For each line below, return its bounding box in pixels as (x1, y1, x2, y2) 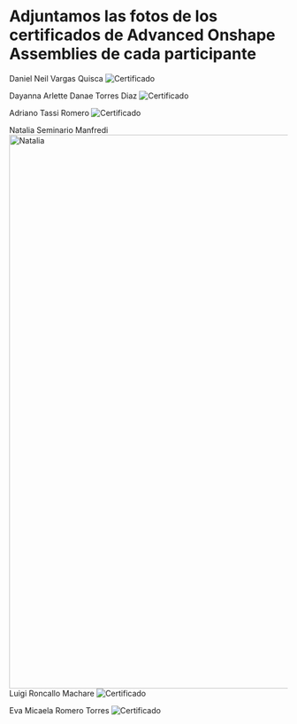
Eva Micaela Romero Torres (9, 705, 110, 715)
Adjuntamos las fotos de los (9, 6, 218, 27)
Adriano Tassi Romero (9, 107, 90, 118)
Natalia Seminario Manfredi (9, 124, 109, 135)
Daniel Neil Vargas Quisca (9, 73, 103, 83)
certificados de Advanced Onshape (9, 25, 276, 45)
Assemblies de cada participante (9, 44, 256, 64)
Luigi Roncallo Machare (9, 688, 95, 698)
